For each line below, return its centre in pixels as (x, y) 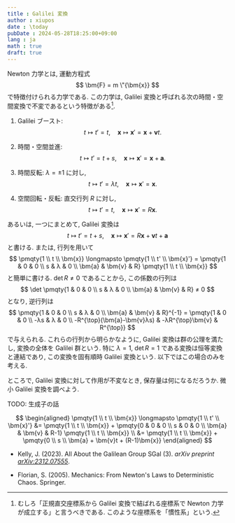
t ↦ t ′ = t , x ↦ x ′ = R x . (123, 209)
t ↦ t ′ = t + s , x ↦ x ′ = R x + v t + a (117, 235)
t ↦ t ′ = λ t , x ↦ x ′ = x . (123, 183)
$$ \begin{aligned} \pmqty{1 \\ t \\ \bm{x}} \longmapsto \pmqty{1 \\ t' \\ (117, 418)
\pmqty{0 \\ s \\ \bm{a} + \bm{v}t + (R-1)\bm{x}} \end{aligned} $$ (117, 440)
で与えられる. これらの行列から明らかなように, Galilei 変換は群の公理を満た (115, 339)
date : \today (28, 27)
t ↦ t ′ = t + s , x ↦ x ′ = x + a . (123, 158)
